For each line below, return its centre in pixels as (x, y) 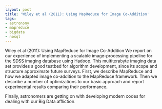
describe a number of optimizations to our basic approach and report (75, 81)
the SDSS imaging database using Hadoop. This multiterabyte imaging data (81, 61)
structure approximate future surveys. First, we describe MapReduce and (79, 71)
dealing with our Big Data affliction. (40, 101)
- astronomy (17, 23)
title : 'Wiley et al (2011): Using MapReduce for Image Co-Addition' (77, 14)
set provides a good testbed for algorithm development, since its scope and (81, 66)
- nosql (13, 37)
